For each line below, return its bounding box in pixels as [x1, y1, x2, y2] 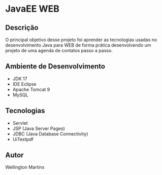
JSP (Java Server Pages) [12, 125, 65, 131]
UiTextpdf [12, 136, 34, 142]
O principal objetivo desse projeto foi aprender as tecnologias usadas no [5, 37, 157, 43]
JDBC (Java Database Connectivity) [12, 130, 88, 137]
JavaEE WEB [5, 3, 60, 15]
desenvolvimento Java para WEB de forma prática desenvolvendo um [5, 42, 151, 48]
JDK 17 [12, 76, 27, 82]
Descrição [5, 23, 39, 32]
